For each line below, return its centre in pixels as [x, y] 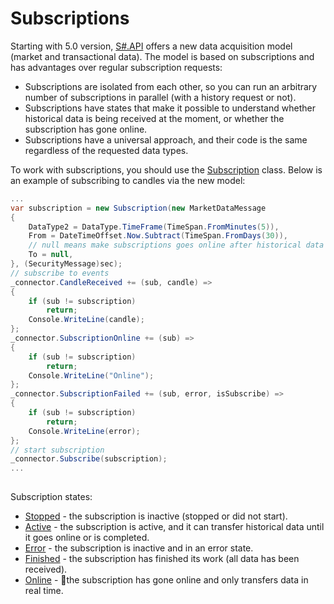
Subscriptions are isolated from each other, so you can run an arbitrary [171, 86]
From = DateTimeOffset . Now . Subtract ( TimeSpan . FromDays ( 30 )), [158, 236]
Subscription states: [51, 497]
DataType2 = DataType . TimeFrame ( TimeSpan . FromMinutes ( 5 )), [154, 227]
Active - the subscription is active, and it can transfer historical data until [174, 527]
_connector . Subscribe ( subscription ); [89, 459]
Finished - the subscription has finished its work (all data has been [162, 559]
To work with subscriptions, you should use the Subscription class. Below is [166, 169]
